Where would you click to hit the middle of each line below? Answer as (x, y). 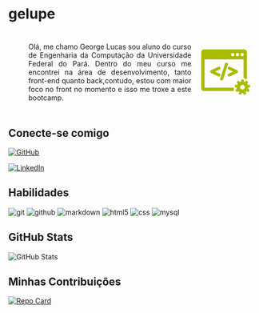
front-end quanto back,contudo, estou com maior (110, 81)
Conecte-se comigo (59, 133)
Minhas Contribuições (65, 282)
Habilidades (39, 193)
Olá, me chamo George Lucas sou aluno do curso (110, 47)
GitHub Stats (41, 237)
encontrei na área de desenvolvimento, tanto (110, 72)
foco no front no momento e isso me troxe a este (110, 90)
